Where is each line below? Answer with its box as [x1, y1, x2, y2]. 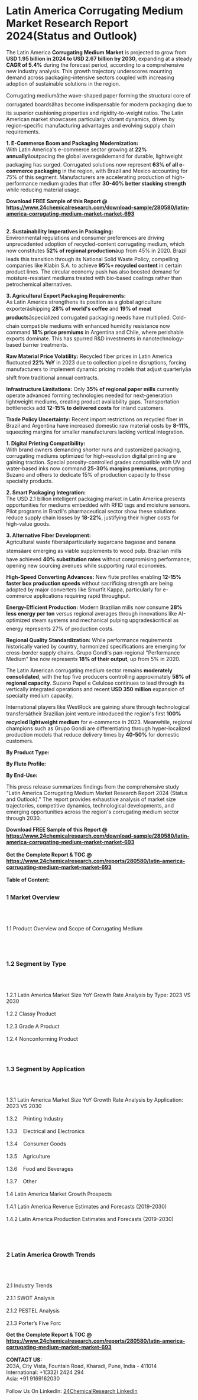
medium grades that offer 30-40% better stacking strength [39, 180, 186, 187]
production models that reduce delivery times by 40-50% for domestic [6, 731, 180, 738]
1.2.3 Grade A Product [6, 1023, 60, 1030]
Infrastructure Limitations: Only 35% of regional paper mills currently [6, 385, 179, 392]
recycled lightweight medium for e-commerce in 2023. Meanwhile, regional [6, 718, 193, 725]
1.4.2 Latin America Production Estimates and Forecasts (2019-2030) [6, 1216, 174, 1223]
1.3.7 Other [6, 1178, 37, 1185]
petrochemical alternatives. [6, 281, 73, 288]
